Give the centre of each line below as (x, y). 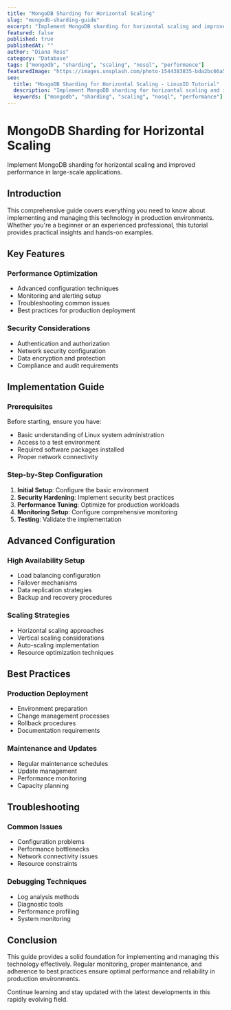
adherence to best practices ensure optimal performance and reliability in (111, 971)
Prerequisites (30, 407)
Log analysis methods (48, 896)
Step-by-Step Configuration (55, 475)
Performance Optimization (53, 274)
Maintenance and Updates (52, 749)
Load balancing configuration (59, 576)
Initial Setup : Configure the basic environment (83, 489)
